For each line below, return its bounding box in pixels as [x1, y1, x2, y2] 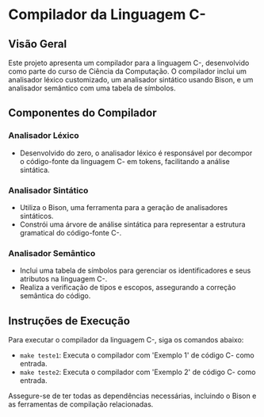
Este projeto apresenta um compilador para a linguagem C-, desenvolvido [8, 58, 250, 67]
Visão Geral [8, 37, 67, 51]
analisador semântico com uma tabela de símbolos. [8, 83, 176, 93]
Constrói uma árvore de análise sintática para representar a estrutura [19, 220, 246, 229]
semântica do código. [19, 291, 91, 300]
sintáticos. [19, 211, 54, 220]
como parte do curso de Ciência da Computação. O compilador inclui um [8, 67, 247, 76]
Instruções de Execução [8, 314, 131, 327]
